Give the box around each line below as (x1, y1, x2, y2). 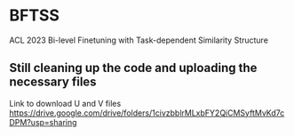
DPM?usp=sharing (9, 116, 77, 127)
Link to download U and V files (9, 98, 122, 108)
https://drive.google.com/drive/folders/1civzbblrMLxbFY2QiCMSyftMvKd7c (9, 108, 285, 118)
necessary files (9, 75, 97, 90)
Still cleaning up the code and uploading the (9, 60, 258, 76)
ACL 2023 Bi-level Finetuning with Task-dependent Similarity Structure (9, 35, 269, 45)
